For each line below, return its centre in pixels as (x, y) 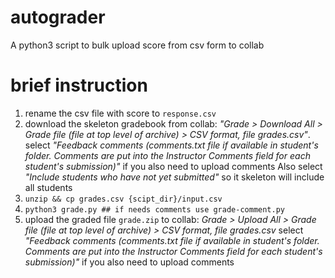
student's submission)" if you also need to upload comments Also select (173, 166)
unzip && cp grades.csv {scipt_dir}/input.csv (123, 199)
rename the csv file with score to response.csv (120, 113)
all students (48, 187)
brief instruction (79, 85)
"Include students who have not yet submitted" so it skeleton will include (174, 177)
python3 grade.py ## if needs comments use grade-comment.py (155, 209)
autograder (58, 17)
